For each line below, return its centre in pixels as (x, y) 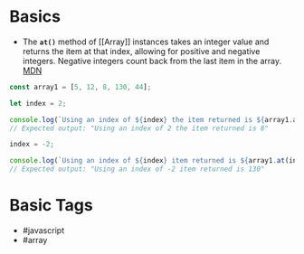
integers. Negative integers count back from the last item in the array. (152, 61)
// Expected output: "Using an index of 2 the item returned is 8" (139, 128)
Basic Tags (51, 206)
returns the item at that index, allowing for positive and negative (141, 51)
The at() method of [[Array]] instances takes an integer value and (146, 42)
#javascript (43, 230)
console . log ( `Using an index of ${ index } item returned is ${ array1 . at (147, 161)
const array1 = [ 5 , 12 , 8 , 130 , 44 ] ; (81, 87)
